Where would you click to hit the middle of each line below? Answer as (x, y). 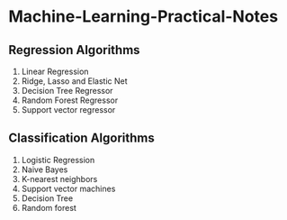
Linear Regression (55, 71)
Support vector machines (68, 188)
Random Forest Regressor (70, 100)
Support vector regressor (68, 110)
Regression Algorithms (74, 50)
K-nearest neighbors (59, 179)
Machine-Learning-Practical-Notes (143, 17)
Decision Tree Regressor (67, 91)
